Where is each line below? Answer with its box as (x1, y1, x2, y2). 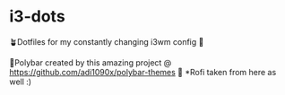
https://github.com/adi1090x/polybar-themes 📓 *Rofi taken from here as (9, 66, 277, 77)
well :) (9, 76, 32, 87)
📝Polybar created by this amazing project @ (9, 56, 172, 68)
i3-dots (9, 6, 65, 27)
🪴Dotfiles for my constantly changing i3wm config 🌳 (9, 36, 204, 47)
